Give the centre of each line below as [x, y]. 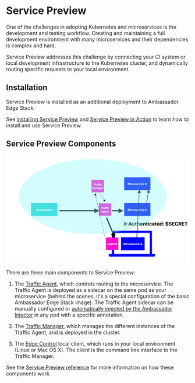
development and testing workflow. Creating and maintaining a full [86, 33]
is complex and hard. [31, 46]
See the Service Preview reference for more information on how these [90, 368]
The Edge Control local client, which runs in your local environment [95, 344]
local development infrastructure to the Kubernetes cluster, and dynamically [97, 63]
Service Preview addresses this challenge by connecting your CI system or [96, 57]
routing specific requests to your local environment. [68, 69]
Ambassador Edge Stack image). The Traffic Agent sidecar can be [94, 302]
